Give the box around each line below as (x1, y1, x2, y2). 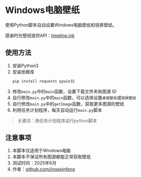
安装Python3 (12, 63, 39, 69)
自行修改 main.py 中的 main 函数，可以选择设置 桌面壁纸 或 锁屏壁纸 (12, 94, 137, 100)
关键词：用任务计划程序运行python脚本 (17, 117, 97, 123)
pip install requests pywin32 (12, 79, 75, 84)
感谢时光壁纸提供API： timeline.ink (5, 32, 75, 38)
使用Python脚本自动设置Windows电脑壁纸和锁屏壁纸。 (5, 22, 117, 28)
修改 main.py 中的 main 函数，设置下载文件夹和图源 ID (12, 88, 117, 94)
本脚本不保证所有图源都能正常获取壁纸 (12, 154, 91, 160)
